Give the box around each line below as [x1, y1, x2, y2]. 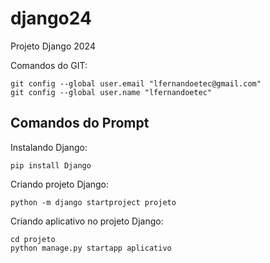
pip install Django [10, 160, 92, 171]
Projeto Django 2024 [10, 40, 96, 52]
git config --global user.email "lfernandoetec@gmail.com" [10, 78, 262, 89]
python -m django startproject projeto [10, 197, 177, 207]
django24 [10, 7, 92, 30]
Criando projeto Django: [10, 178, 110, 190]
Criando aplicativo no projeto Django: [10, 215, 164, 227]
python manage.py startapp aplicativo [10, 243, 172, 253]
